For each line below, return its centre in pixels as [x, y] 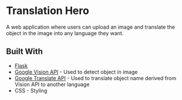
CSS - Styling [31, 90]
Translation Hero [48, 11]
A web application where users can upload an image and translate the [90, 27]
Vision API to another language [52, 84]
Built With [24, 52]
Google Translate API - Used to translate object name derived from [95, 78]
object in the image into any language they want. [65, 33]
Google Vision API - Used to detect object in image [76, 72]
